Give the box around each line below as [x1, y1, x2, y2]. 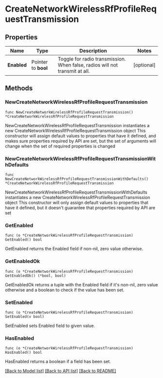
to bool [31, 65, 48, 71]
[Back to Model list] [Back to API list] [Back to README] [5, 368, 116, 374]
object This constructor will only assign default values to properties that [5, 199, 149, 205]
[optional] [133, 62, 156, 68]
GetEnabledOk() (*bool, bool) [5, 273, 66, 278]
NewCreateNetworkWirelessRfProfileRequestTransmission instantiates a [5, 122, 150, 128]
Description [79, 48, 107, 54]
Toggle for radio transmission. [58, 56, 126, 62]
